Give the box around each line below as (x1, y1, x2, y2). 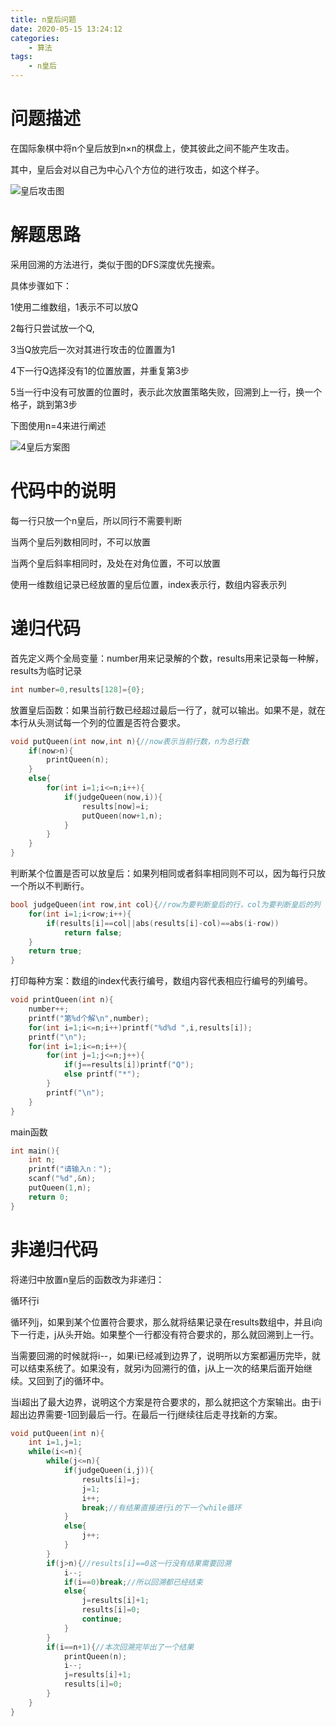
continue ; (81, 1614, 123, 1625)
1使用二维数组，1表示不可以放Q (10, 301, 139, 313)
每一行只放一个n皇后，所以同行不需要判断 (10, 514, 183, 526)
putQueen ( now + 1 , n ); (81, 811, 163, 821)
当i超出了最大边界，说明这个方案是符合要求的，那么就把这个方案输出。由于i (10, 1396, 322, 1408)
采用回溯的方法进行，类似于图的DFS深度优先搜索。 (10, 258, 221, 270)
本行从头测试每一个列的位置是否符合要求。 (10, 716, 186, 728)
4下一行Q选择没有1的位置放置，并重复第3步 (10, 364, 190, 376)
